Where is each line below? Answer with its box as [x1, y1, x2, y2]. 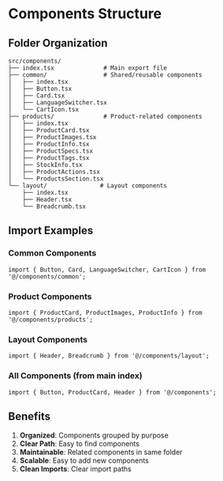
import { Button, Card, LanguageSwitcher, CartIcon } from [8, 266, 206, 274]
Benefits [8, 409, 51, 423]
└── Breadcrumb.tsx [22, 203, 87, 210]
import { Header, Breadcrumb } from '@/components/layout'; [8, 352, 210, 360]
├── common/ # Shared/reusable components [8, 71, 203, 79]
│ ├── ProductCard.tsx [8, 127, 90, 134]
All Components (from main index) [8, 370, 143, 381]
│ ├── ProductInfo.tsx [8, 140, 90, 148]
